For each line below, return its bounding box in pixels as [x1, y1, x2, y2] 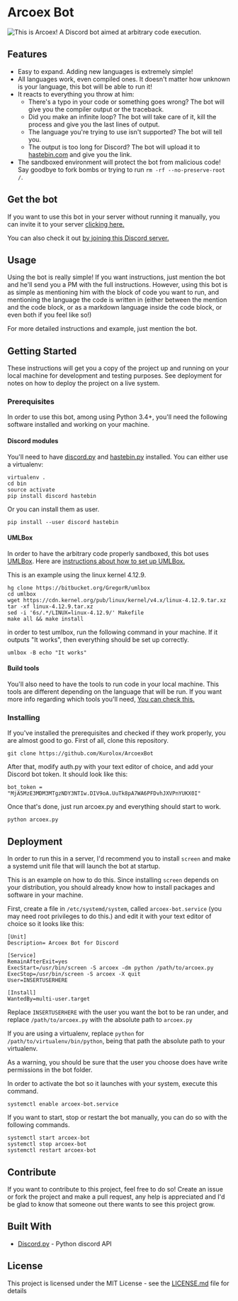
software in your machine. [7, 891, 84, 899]
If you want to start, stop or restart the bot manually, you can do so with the [7, 1113, 228, 1122]
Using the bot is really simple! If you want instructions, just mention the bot [7, 273, 225, 281]
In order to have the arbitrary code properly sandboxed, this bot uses [7, 549, 209, 557]
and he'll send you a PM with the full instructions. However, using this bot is [7, 281, 228, 289]
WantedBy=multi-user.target [7, 996, 91, 1003]
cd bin [7, 480, 27, 487]
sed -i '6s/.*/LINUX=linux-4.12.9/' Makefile [7, 609, 144, 616]
